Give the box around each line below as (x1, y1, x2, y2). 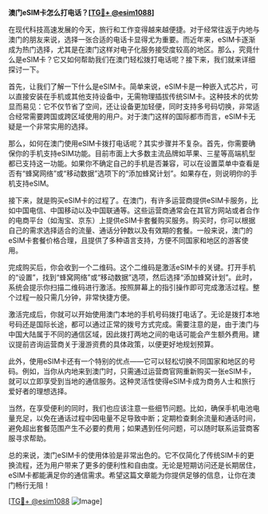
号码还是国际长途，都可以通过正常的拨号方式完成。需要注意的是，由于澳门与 (8, 320, 260, 329)
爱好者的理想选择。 (8, 387, 72, 396)
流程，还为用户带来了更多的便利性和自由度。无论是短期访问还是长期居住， (14, 460, 260, 470)
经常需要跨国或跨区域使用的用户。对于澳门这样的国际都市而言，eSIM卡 (14, 112, 249, 121)
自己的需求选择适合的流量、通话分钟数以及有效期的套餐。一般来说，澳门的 (8, 225, 253, 235)
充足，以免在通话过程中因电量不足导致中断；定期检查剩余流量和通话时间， (14, 413, 260, 423)
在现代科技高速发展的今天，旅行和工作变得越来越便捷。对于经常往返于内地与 (8, 25, 260, 34)
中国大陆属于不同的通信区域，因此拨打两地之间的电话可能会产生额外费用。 (8, 329, 253, 339)
